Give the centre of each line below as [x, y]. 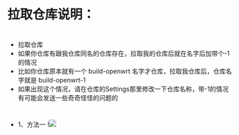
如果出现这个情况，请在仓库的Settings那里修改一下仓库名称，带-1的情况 [123, 89]
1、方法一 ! [34, 124]
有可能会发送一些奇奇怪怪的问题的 [68, 98]
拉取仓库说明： [51, 15]
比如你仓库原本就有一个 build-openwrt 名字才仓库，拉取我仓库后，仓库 [122, 71]
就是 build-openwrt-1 [55, 80]
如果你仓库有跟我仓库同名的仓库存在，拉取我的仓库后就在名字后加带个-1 [123, 53]
